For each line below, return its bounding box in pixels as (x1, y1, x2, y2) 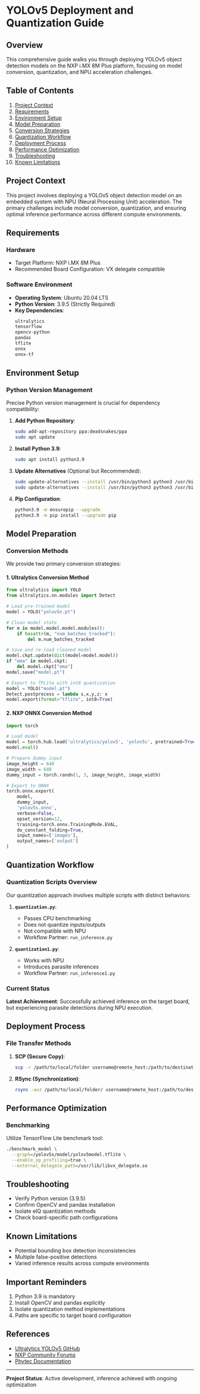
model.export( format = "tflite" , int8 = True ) (6, 697, 113, 703)
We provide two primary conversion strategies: (6, 560, 121, 567)
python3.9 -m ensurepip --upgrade (14, 507, 101, 513)
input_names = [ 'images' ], (17, 833, 79, 839)
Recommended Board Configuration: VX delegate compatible (14, 266, 165, 273)
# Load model (6, 734, 39, 740)
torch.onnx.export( (6, 788, 55, 794)
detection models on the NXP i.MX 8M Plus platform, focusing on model (6, 62, 183, 69)
